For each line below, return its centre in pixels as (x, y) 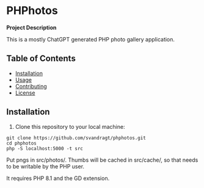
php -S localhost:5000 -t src (45, 148)
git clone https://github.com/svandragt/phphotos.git (76, 138)
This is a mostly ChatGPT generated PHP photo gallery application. (91, 39)
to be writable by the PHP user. (45, 166)
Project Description (31, 27)
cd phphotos (21, 143)
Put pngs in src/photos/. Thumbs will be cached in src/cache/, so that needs (102, 160)
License (25, 93)
